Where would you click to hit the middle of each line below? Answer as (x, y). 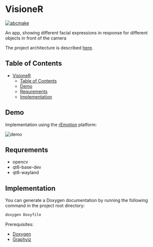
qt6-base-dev (27, 167)
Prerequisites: (19, 224)
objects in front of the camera (36, 38)
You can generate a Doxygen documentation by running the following (77, 200)
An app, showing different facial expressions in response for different (76, 32)
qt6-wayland (25, 172)
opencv (20, 162)
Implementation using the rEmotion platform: (51, 124)
